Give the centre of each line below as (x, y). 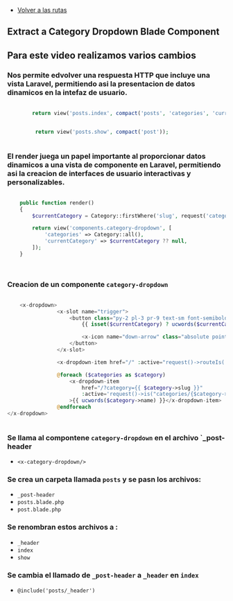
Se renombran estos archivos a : (63, 528)
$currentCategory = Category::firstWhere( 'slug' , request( (119, 216)
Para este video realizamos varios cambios (102, 55)
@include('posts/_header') (56, 591)
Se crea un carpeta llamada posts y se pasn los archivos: (104, 480)
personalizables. (36, 182)
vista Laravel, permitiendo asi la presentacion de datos (101, 84)
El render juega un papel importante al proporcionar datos (106, 156)
